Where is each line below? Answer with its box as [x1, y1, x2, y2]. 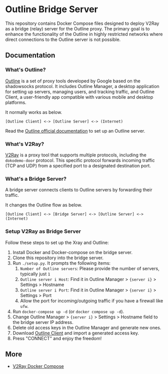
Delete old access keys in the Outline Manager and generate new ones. [12, 324, 161, 330]
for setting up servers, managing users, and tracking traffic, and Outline [5, 89, 155, 95]
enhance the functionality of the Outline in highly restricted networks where [5, 31, 163, 37]
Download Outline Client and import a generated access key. [12, 330, 139, 336]
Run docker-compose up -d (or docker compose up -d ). [12, 308, 124, 314]
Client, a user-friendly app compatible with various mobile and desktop [5, 94, 153, 100]
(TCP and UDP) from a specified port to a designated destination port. [5, 162, 151, 169]
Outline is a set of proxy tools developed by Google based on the [5, 77, 141, 84]
